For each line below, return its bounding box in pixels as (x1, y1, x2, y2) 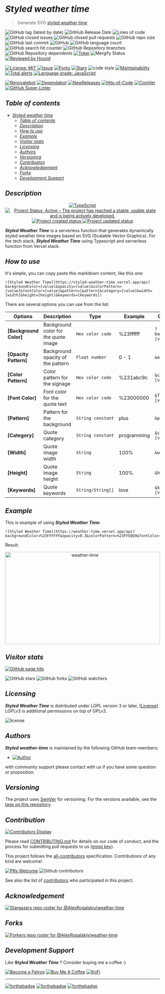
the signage (43, 380, 71, 387)
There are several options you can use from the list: (5, 301, 110, 307)
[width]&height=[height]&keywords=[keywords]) (5, 293, 102, 298)
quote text (43, 401, 67, 408)
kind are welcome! (5, 858, 43, 864)
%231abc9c (118, 374, 148, 381)
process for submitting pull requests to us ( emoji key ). (5, 843, 114, 849)
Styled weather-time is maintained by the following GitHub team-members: (5, 745, 159, 751)
